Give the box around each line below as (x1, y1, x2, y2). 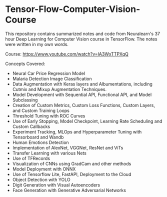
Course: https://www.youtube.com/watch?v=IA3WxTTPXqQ (5, 51, 129, 57)
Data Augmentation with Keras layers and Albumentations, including (12, 81, 152, 87)
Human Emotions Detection (12, 139, 69, 145)
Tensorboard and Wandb (12, 134, 64, 140)
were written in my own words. (5, 41, 69, 47)
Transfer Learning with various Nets (12, 150, 86, 156)
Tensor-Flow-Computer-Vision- (5, 3, 140, 15)
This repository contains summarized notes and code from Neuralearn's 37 (5, 30, 160, 36)
